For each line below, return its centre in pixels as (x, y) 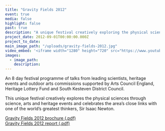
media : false (18, 19)
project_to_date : (23, 42)
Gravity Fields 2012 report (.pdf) (38, 124)
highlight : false (23, 23)
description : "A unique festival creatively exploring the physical (77, 32)
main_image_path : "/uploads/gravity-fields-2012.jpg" (61, 46)
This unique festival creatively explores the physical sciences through (76, 98)
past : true (16, 28)
